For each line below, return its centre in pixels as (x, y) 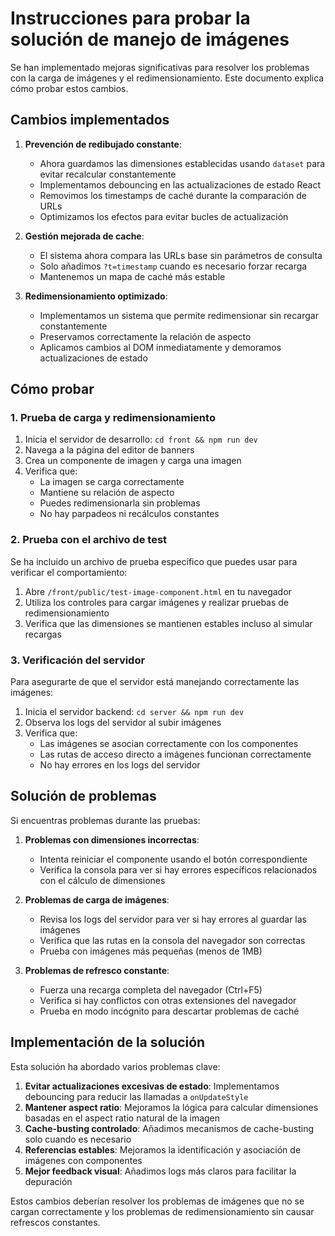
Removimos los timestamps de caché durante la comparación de (173, 195)
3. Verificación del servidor (78, 660)
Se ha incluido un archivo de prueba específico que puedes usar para (154, 561)
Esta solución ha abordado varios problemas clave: (115, 1066)
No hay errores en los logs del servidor (120, 765)
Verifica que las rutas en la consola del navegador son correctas (172, 940)
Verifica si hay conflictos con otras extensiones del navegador (168, 1000)
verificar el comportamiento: (69, 572)
